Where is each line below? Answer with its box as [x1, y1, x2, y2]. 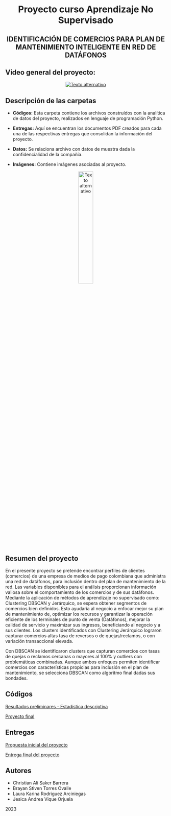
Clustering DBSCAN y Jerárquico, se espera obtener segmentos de [5, 600, 147, 606]
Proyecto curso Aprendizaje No [18, 4, 154, 15]
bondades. [5, 675, 28, 681]
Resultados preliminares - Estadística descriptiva [5, 703, 108, 709]
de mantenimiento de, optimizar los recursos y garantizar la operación [5, 611, 153, 617]
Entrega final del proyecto [5, 752, 60, 758]
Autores [5, 766, 32, 775]
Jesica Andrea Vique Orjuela [12, 796, 73, 802]
